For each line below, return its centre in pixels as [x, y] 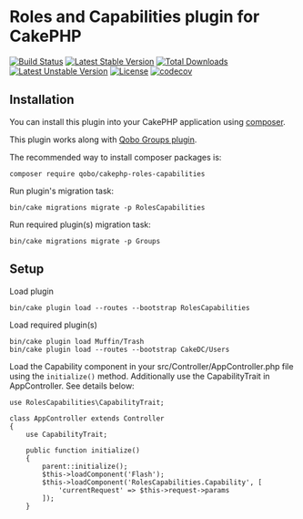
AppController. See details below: [72, 386]
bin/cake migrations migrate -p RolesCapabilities [107, 207]
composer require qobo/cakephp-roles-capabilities [107, 174]
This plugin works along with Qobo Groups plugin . [103, 140]
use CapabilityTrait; [66, 434]
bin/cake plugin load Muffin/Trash [77, 341]
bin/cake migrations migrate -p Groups [85, 241]
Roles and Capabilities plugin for [135, 17]
